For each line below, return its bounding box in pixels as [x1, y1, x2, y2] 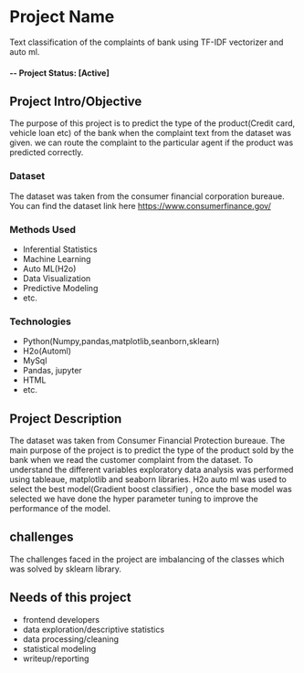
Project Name [9, 6, 115, 27]
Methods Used [9, 223, 76, 236]
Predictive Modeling [22, 282, 99, 293]
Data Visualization [22, 272, 91, 284]
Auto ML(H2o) [22, 263, 77, 274]
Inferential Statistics [22, 244, 98, 255]
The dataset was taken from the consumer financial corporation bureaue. [9, 190, 285, 202]
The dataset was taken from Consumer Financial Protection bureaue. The [9, 436, 286, 447]
